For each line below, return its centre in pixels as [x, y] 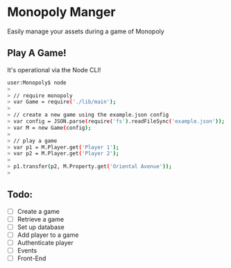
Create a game [38, 211]
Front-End [32, 258]
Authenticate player [45, 242]
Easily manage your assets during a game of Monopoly [86, 31]
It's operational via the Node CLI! [54, 69]
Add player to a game [48, 235]
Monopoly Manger [61, 12]
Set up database [41, 227]
